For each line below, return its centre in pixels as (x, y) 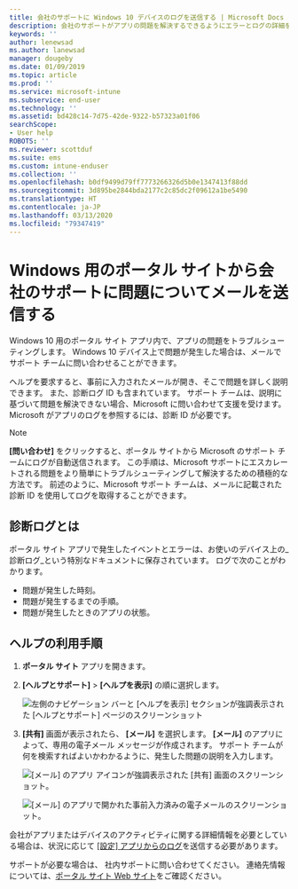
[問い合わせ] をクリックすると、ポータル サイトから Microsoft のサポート (143, 451)
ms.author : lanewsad (47, 51)
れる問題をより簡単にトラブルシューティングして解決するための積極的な (156, 473)
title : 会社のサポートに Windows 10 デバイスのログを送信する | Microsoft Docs (147, 17)
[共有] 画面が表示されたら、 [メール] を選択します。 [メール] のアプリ (149, 734)
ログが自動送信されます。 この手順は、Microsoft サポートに (141, 462)
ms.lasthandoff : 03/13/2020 (61, 215)
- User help (31, 133)
